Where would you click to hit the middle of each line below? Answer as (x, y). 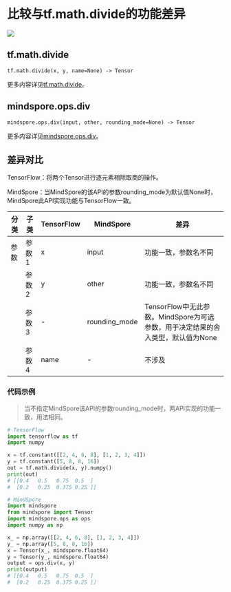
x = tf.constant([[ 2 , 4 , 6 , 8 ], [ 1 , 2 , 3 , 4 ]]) (77, 455)
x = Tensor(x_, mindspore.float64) (58, 550)
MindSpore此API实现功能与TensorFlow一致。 (71, 201)
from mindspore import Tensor (51, 512)
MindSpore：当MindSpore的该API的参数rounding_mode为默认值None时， (112, 192)
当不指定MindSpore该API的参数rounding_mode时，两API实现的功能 (119, 408)
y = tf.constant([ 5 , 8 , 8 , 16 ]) (53, 462)
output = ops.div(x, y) (41, 563)
